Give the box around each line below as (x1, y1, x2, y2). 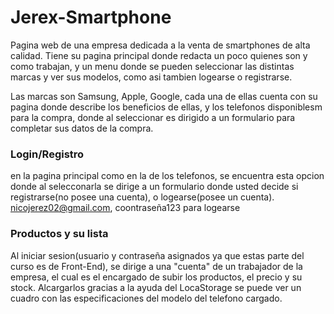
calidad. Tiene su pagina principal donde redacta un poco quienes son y (10, 49, 308, 61)
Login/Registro (10, 147, 85, 161)
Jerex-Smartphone (10, 6, 172, 29)
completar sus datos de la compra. (10, 122, 154, 134)
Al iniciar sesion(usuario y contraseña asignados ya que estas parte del (10, 249, 305, 261)
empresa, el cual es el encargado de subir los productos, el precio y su (10, 271, 303, 283)
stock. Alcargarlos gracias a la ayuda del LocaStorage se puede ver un (10, 281, 302, 293)
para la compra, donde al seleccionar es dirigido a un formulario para (10, 111, 296, 123)
